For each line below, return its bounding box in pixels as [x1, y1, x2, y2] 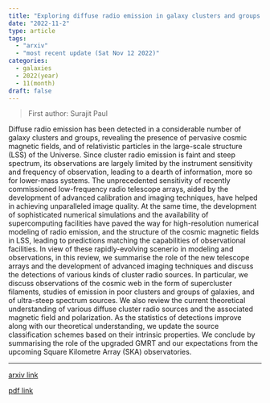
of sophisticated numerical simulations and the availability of [8, 210, 209, 220]
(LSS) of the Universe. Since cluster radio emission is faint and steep [8, 150, 235, 160]
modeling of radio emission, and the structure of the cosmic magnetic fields [8, 227, 260, 237]
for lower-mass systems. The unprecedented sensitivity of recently [8, 176, 231, 185]
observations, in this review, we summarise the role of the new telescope [8, 253, 250, 263]
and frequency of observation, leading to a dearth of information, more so [8, 167, 253, 177]
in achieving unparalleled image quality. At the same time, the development [8, 201, 257, 211]
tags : [8, 34, 27, 43]
